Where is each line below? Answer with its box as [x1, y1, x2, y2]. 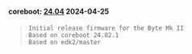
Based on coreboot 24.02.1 [27, 31, 119, 39]
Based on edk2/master [27, 39, 101, 47]
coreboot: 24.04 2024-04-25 [8, 6, 110, 16]
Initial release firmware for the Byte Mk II [27, 24, 184, 32]
